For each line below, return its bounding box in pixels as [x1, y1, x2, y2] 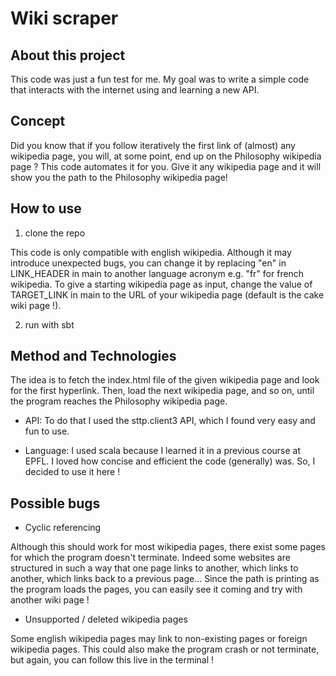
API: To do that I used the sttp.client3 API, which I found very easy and [24, 415, 316, 427]
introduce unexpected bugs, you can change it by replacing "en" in [10, 257, 287, 269]
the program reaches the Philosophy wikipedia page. [10, 395, 228, 407]
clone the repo [24, 227, 86, 239]
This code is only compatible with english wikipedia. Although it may [10, 246, 292, 258]
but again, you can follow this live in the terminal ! [10, 654, 215, 666]
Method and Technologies [10, 348, 177, 365]
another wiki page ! [10, 594, 90, 606]
